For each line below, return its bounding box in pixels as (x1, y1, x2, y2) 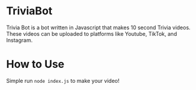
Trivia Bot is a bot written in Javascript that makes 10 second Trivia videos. (6, 24, 191, 31)
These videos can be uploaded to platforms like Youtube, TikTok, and (6, 30, 177, 37)
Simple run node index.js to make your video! (6, 77, 120, 84)
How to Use (6, 58, 65, 71)
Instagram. (6, 36, 33, 44)
